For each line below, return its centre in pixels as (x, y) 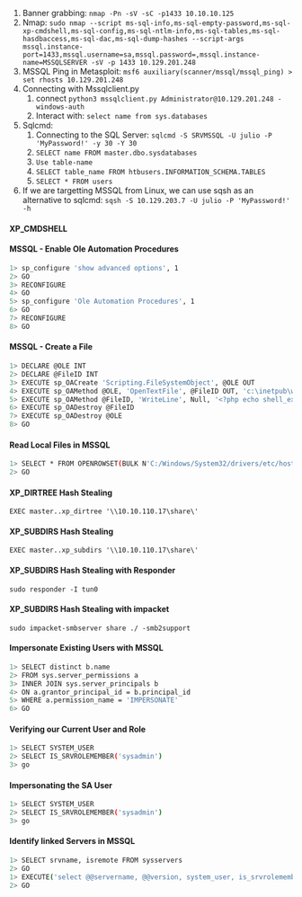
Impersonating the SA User (61, 785)
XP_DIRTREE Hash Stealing (61, 493)
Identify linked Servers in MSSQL (72, 841)
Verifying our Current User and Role (78, 729)
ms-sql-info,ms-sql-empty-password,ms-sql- (208, 23)
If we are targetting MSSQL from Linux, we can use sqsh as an (138, 191)
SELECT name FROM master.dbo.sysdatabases (116, 153)
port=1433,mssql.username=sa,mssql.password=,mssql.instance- (141, 55)
